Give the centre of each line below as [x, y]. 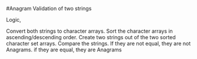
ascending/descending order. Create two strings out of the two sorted [91, 37]
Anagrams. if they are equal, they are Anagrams [64, 50]
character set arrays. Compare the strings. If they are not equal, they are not [98, 44]
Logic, [14, 20]
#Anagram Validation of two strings [49, 8]
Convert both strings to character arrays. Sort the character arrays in [90, 31]
